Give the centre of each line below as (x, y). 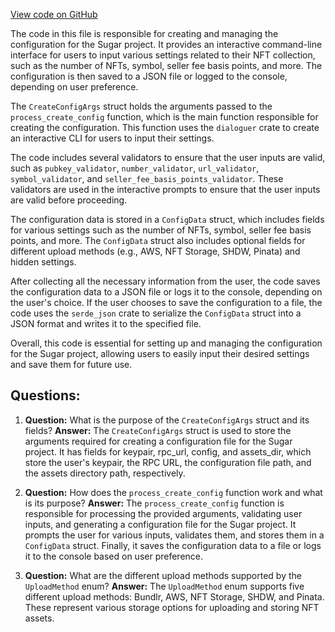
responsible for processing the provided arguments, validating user (163, 513)
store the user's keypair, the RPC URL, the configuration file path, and (168, 462)
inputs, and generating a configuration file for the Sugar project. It (160, 524)
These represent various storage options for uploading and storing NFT (172, 607)
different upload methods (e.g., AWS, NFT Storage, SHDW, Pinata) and (155, 251)
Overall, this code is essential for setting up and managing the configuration (166, 343)
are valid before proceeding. (69, 200)
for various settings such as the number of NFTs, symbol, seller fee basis (161, 230)
